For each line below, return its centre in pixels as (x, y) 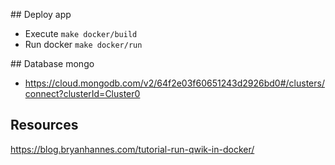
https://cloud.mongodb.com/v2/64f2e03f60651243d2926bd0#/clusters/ (174, 83)
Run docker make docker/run (83, 44)
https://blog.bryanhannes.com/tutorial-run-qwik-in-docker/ (132, 149)
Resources (44, 125)
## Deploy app (41, 14)
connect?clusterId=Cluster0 (82, 93)
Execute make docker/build (81, 33)
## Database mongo (52, 63)
